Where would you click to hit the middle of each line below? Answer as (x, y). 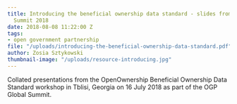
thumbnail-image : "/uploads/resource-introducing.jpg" (90, 60)
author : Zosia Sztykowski (45, 53)
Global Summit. (29, 94)
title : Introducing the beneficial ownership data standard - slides (112, 14)
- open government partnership (53, 40)
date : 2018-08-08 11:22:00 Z (50, 27)
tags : (15, 33)
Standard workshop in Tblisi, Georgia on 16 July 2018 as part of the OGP (113, 87)
